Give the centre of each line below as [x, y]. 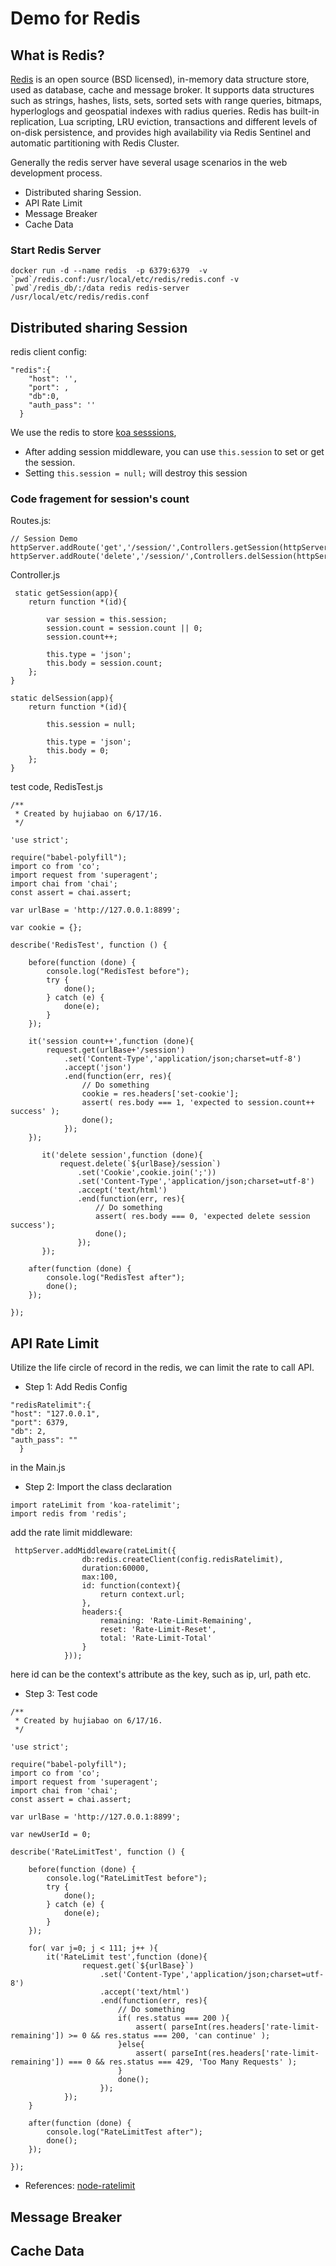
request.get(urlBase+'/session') [116, 1050]
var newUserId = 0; [51, 1835]
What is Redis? [57, 55]
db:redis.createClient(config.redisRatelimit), [182, 1560]
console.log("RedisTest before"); [118, 972]
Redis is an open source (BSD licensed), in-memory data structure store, [160, 79]
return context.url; [142, 1595]
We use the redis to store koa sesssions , [93, 433]
